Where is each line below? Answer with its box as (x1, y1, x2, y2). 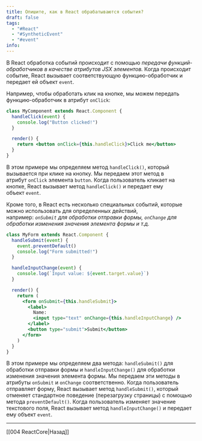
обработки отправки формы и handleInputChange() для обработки (6, 366, 176, 373)
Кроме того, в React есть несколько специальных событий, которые (6, 200, 183, 208)
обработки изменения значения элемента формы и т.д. (6, 220, 150, 227)
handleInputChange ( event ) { (11, 265, 82, 271)
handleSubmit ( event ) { (11, 237, 69, 243)
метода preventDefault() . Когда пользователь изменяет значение (6, 398, 176, 405)
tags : (6, 20, 20, 26)
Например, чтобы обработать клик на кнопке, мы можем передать (6, 90, 180, 97)
